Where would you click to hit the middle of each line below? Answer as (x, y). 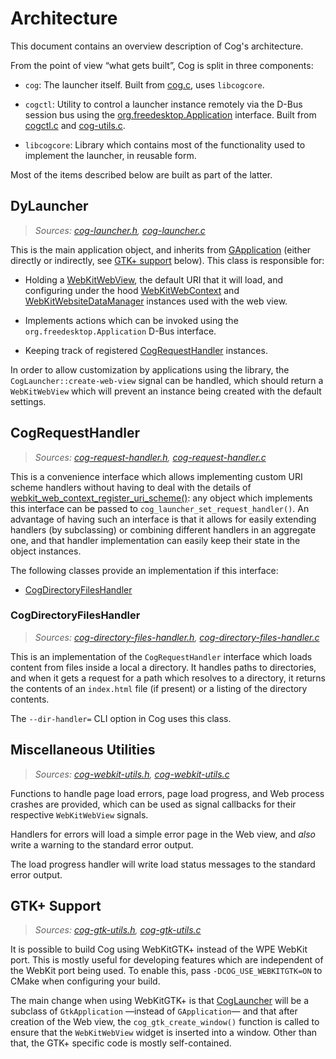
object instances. (46, 551)
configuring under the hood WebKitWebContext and (132, 290)
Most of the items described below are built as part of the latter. (141, 174)
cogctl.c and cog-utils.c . (75, 125)
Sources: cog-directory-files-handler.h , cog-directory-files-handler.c (177, 637)
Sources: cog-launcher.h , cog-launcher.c (120, 230)
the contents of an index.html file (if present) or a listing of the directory (159, 688)
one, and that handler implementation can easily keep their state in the (155, 540)
